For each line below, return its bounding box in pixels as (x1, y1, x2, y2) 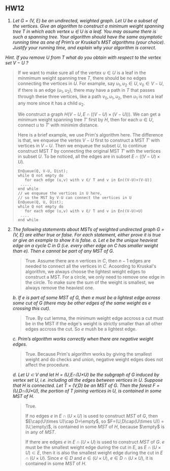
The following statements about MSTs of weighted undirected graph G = (12, 226, 164, 232)
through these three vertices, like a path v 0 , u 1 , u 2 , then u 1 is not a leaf (17, 93, 163, 101)
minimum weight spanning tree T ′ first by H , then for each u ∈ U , (17, 117, 154, 122)
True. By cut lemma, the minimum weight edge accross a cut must (25, 315, 164, 321)
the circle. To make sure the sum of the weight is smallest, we (25, 279, 155, 285)
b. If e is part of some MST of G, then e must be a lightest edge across (12, 294, 161, 300)
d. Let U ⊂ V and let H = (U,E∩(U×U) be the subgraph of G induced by (12, 372, 160, 378)
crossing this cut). (12, 306, 51, 311)
